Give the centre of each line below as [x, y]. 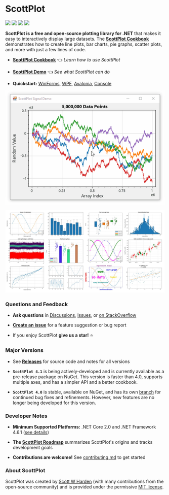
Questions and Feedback [37, 304]
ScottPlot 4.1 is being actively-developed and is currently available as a [88, 371]
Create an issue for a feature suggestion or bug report [69, 325]
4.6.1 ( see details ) [31, 432]
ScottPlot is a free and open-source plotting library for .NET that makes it [83, 33]
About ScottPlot [25, 470]
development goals [33, 447]
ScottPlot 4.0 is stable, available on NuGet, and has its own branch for [87, 392]
